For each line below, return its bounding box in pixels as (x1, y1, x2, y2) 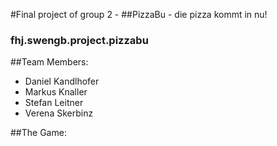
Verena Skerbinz (24, 107, 94, 119)
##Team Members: (10, 56, 89, 68)
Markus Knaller (24, 86, 88, 98)
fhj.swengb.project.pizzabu (10, 33, 149, 47)
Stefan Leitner (24, 97, 84, 109)
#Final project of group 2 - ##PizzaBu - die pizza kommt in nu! (10, 9, 268, 20)
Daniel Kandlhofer (24, 75, 100, 88)
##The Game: (10, 127, 67, 139)
